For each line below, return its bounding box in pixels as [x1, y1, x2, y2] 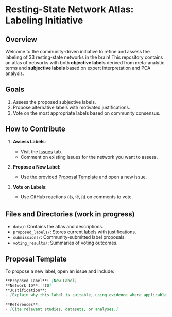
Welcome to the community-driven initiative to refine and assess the [5, 49, 150, 54]
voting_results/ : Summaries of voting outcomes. [12, 240, 118, 246]
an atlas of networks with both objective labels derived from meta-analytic [5, 60, 165, 65]
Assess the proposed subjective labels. [12, 99, 96, 105]
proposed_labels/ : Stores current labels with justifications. [12, 229, 136, 235]
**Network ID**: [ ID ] [5, 283, 52, 288]
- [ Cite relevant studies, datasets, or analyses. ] [5, 307, 118, 312]
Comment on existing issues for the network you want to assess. [20, 154, 158, 160]
